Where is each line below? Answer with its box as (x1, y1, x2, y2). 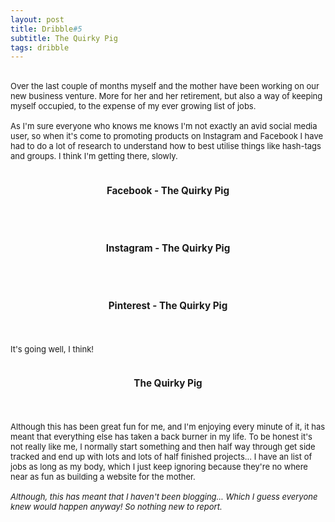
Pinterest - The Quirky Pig (108, 299, 228, 313)
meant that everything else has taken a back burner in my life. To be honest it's (10, 431, 313, 443)
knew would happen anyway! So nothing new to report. (10, 501, 223, 513)
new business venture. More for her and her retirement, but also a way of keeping (10, 91, 323, 102)
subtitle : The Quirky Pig (10, 33, 118, 43)
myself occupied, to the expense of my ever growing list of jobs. (10, 101, 257, 112)
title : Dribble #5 (10, 24, 83, 34)
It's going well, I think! (10, 344, 95, 355)
